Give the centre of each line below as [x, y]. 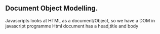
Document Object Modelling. [52, 8]
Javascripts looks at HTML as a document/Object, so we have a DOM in [80, 20]
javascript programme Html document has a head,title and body [72, 26]
